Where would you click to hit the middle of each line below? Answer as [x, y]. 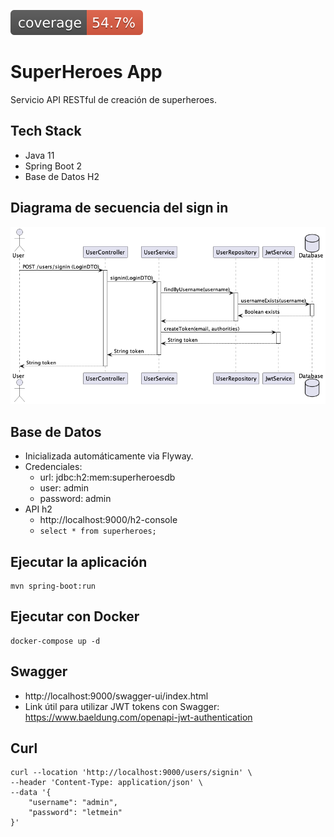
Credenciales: [53, 467]
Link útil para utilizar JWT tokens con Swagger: [122, 706]
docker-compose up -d [55, 641]
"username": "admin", [73, 803]
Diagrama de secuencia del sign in [119, 208]
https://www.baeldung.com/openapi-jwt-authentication [138, 717]
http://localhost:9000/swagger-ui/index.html [116, 696]
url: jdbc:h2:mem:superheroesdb [107, 477]
